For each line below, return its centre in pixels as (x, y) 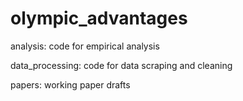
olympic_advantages (99, 18)
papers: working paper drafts (70, 84)
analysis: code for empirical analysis (85, 46)
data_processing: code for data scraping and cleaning (121, 65)
